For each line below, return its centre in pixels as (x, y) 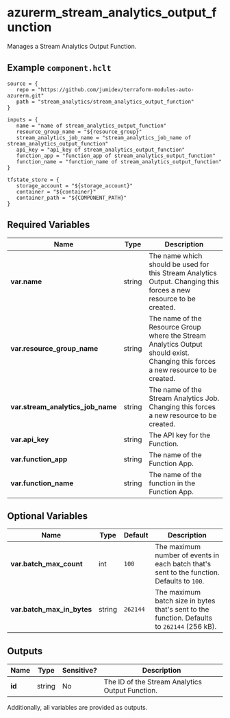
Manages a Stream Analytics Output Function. (72, 46)
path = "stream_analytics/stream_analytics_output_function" (105, 102)
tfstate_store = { (33, 180)
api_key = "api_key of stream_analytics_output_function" (101, 150)
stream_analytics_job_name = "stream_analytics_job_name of (104, 138)
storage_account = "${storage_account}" (75, 186)
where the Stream (178, 336)
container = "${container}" (56, 192)
